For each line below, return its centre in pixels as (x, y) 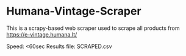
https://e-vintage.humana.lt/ (42, 34)
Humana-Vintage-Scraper (74, 11)
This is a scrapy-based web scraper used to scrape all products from (93, 28)
